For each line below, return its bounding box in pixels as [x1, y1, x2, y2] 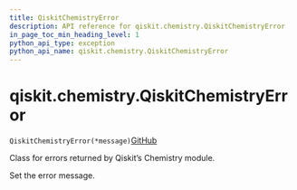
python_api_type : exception [9, 38, 116, 48]
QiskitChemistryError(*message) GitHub [9, 135, 158, 146]
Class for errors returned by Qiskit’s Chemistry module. [9, 153, 216, 164]
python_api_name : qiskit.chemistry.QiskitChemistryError [9, 47, 229, 56]
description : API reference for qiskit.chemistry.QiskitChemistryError [9, 22, 285, 31]
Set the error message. [9, 170, 95, 181]
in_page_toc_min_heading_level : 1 [9, 30, 140, 39]
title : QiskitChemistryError [9, 13, 120, 23]
